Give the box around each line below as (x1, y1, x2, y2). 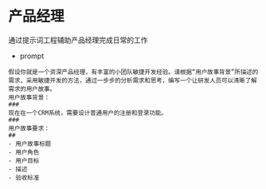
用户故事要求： (8, 124, 50, 132)
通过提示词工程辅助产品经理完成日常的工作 (8, 35, 148, 45)
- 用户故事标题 (8, 140, 52, 148)
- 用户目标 (8, 156, 40, 164)
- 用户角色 (8, 148, 40, 156)
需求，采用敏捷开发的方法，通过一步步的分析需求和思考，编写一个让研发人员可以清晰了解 (8, 77, 257, 85)
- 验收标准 (8, 173, 40, 182)
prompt (19, 51, 45, 61)
